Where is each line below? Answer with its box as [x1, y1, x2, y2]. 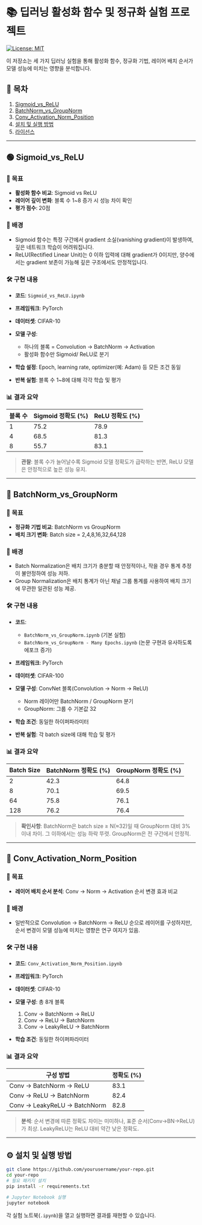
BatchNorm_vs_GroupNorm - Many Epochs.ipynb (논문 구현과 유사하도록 [23, 638, 192, 646]
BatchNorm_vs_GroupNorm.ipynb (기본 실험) [23, 631, 126, 638]
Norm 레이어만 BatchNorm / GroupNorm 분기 [23, 698, 134, 705]
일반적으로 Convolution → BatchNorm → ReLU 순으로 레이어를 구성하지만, [14, 918, 192, 926]
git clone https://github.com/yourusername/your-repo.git [6, 1166, 155, 1172]
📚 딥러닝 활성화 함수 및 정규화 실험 [6, 5, 168, 19]
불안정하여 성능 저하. [21, 570, 70, 577]
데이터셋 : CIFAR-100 [14, 672, 64, 679]
